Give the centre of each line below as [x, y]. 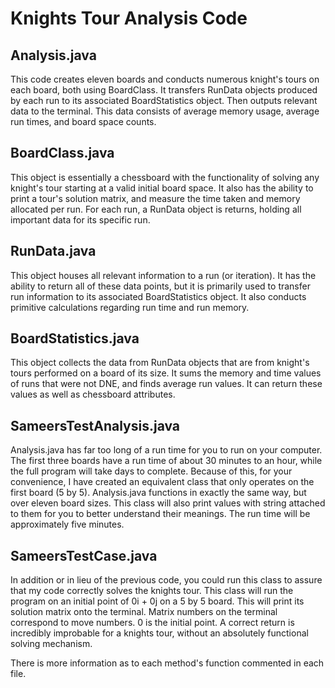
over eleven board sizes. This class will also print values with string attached [168, 503]
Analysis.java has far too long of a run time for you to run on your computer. [166, 450]
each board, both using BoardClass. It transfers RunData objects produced [164, 90]
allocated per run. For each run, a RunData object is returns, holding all [156, 209]
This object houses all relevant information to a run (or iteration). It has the [163, 275]
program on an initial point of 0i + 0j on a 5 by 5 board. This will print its [157, 601]
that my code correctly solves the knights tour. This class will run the [152, 591]
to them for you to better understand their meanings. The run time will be [160, 514]
